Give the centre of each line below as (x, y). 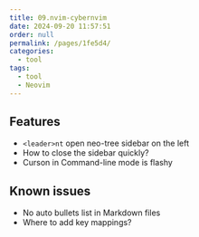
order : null (32, 34)
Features (35, 122)
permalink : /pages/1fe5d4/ (60, 43)
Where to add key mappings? (77, 223)
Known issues (50, 191)
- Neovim (34, 85)
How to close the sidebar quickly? (85, 153)
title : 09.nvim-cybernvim (58, 18)
